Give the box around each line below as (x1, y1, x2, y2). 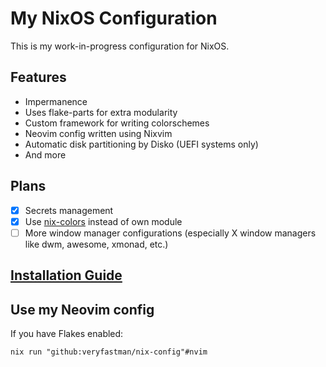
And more (24, 148, 67, 161)
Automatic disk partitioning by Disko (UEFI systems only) (24, 138, 259, 150)
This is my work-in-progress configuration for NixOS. (10, 40, 230, 52)
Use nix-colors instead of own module (24, 215, 183, 227)
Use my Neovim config (10, 301, 155, 318)
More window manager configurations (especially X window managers (24, 227, 317, 239)
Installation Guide (10, 267, 123, 284)
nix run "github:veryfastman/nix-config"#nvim (10, 347, 208, 357)
